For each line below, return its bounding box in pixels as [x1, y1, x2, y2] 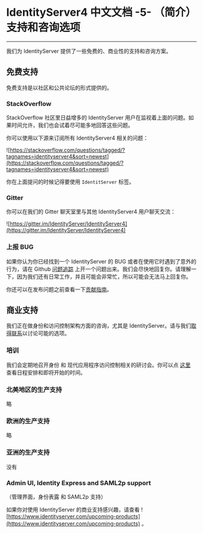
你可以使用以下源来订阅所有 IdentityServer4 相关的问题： [6, 134, 149, 142]
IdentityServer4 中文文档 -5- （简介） [6, 5, 196, 19]
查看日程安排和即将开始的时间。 [6, 369, 86, 376]
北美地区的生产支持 [6, 385, 62, 393]
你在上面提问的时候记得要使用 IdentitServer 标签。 [6, 178, 135, 186]
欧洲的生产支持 [6, 416, 50, 425]
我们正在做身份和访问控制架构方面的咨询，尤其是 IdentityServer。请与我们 [6, 322, 192, 329]
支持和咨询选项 [6, 21, 81, 34]
